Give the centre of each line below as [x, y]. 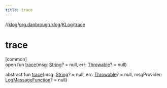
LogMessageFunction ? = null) [36, 80]
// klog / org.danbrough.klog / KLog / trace [45, 24]
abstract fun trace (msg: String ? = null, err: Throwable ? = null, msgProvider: [84, 74]
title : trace [19, 10]
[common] [16, 59]
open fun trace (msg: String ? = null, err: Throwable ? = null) [66, 65]
